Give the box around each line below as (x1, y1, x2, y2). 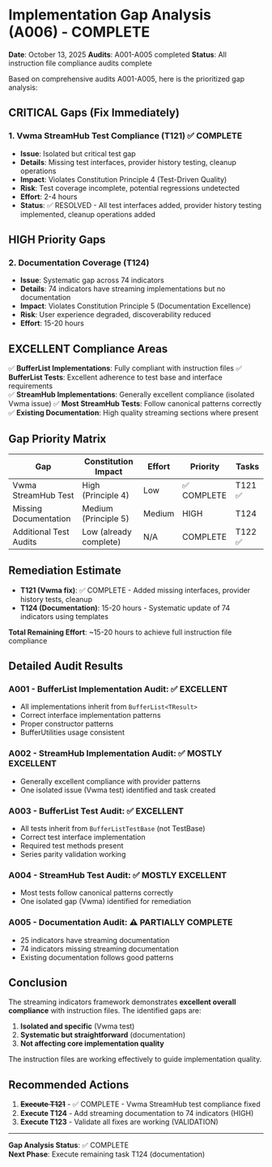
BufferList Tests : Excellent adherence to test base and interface (8, 372, 223, 382)
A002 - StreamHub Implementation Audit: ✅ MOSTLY (8, 748, 223, 759)
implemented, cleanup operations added (19, 209, 155, 219)
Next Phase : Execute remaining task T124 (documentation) (8, 1149, 206, 1159)
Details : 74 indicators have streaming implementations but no (19, 284, 226, 294)
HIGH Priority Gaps (8, 233, 106, 247)
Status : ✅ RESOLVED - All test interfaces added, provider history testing (19, 200, 261, 210)
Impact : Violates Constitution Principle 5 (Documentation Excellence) (19, 301, 251, 311)
